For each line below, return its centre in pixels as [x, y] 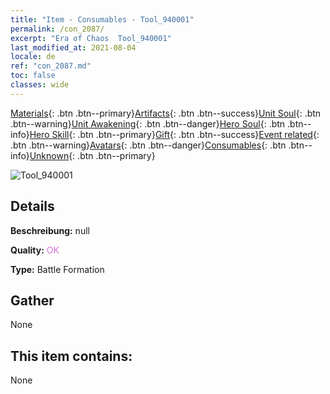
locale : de [33, 57]
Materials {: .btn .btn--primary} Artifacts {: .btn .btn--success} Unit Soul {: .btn [166, 113]
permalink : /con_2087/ [57, 29]
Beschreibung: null [50, 230]
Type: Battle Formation [57, 269]
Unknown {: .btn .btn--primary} [92, 155]
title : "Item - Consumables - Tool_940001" [102, 19]
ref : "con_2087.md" [51, 66]
